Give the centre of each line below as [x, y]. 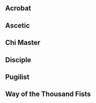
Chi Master [23, 43]
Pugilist [17, 77]
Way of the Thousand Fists [48, 94]
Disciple [18, 60]
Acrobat [18, 8]
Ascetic [18, 25]
